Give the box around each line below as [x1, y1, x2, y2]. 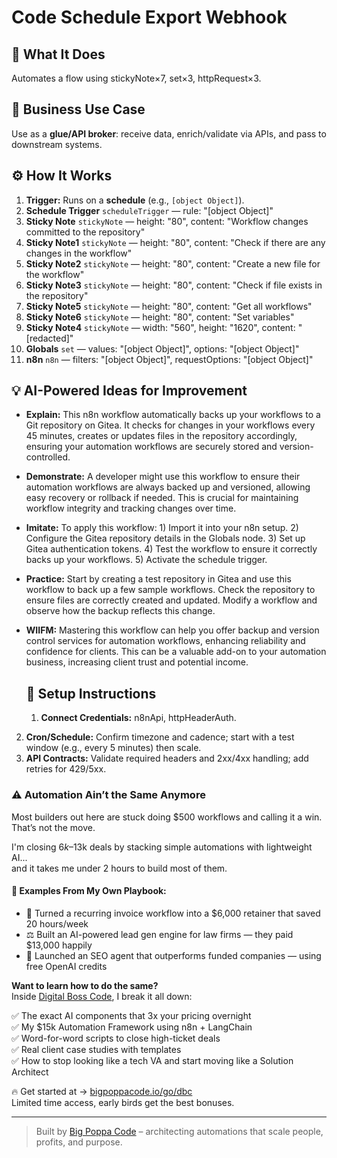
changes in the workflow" [25, 247, 133, 259]
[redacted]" [25, 332, 74, 344]
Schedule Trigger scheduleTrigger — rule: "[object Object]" [25, 204, 274, 216]
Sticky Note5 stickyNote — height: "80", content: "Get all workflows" [25, 300, 313, 312]
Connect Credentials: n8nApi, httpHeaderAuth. [40, 712, 237, 724]
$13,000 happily [25, 939, 93, 951]
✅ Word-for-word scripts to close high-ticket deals [11, 1032, 221, 1044]
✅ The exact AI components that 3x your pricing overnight [11, 1009, 252, 1021]
